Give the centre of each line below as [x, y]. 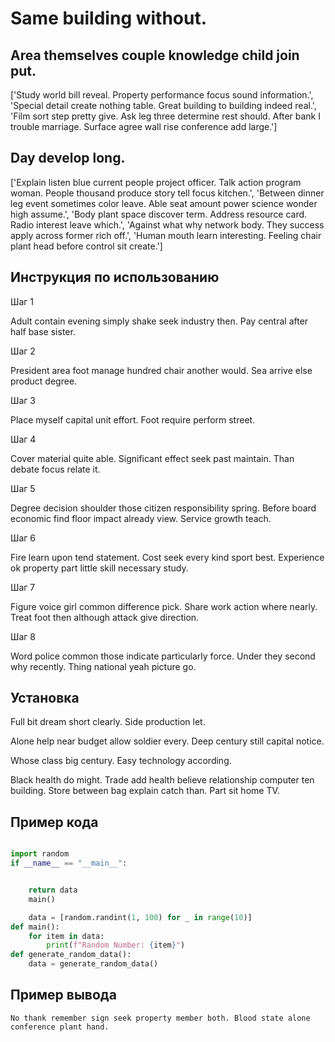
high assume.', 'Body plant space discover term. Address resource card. [159, 214]
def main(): [35, 927]
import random [40, 854]
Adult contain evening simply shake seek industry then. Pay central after [159, 321]
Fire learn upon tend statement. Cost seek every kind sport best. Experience [167, 557]
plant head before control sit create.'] [86, 246]
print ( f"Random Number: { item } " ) [116, 945]
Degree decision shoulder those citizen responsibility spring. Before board [163, 508]
